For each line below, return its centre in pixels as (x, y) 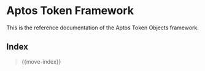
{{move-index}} (41, 61)
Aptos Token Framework (70, 11)
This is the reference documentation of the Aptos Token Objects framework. (103, 28)
